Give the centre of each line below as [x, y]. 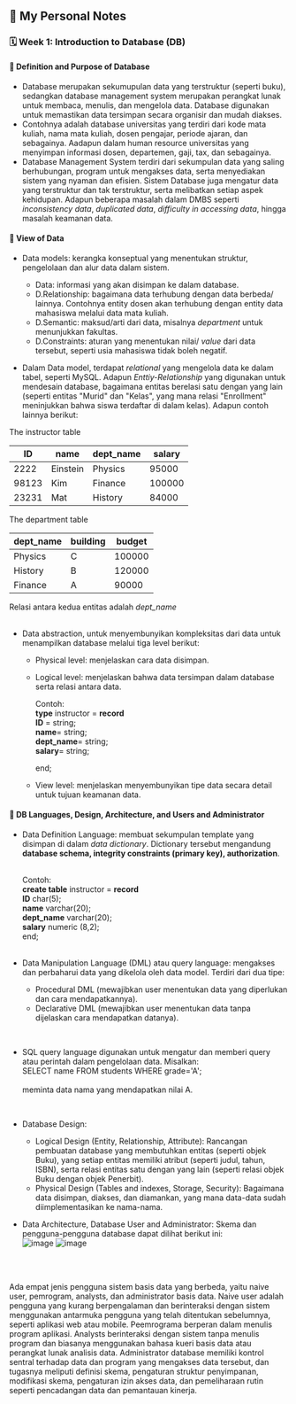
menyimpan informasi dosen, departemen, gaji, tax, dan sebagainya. [147, 152]
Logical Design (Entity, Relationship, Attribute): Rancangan [141, 1141]
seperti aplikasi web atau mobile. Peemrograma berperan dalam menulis [140, 1324]
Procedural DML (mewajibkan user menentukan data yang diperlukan [161, 989]
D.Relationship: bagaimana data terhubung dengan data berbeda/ [154, 294]
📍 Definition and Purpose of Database [80, 66]
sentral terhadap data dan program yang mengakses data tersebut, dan [139, 1361]
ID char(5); [42, 898]
